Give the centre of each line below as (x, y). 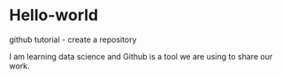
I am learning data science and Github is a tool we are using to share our (141, 56)
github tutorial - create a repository (73, 39)
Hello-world (54, 15)
